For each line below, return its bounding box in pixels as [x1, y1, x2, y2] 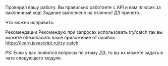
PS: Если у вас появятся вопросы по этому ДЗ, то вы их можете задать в [5, 50, 163, 55]
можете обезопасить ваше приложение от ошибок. [5, 35, 117, 40]
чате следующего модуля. [5, 55, 62, 61]
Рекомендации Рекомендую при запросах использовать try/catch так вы [5, 29, 163, 35]
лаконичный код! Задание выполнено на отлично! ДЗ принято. [5, 10, 141, 16]
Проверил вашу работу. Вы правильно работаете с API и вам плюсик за [5, 5, 161, 10]
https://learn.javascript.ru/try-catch [5, 40, 79, 46]
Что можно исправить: [5, 20, 54, 25]
